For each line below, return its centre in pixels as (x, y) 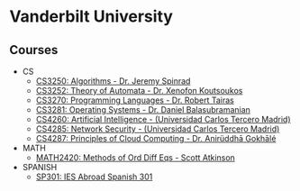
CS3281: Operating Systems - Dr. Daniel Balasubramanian (143, 109)
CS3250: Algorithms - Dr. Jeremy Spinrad (113, 81)
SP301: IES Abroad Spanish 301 (94, 177)
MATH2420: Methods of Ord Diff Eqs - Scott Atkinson (136, 158)
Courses (34, 50)
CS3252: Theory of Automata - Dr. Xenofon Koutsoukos (139, 91)
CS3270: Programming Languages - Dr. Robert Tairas (135, 100)
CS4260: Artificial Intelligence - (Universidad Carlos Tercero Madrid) (163, 119)
